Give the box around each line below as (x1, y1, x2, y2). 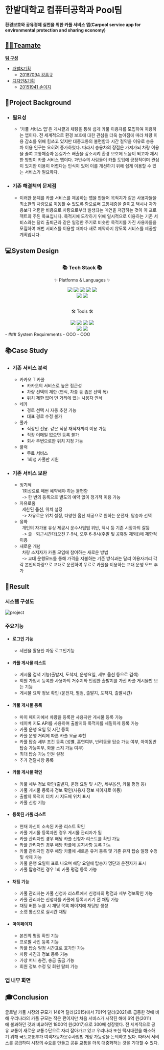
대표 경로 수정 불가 (26, 414, 63, 419)
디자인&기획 (12, 78, 35, 83)
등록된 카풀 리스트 (12, 811, 47, 818)
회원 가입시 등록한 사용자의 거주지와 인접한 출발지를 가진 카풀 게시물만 (19, 678, 153, 684)
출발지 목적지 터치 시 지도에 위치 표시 (19, 793, 91, 799)
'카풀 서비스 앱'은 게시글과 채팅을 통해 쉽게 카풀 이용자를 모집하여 (19, 126, 144, 132)
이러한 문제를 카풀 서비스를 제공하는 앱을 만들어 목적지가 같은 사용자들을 (19, 194, 157, 200)
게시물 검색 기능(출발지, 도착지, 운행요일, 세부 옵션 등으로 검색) (19, 671, 139, 678)
